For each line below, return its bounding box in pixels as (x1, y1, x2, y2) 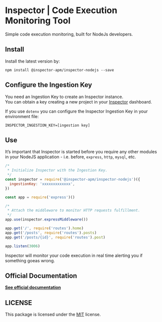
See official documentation (5, 285, 61, 290)
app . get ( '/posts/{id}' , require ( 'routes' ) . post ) (5, 235, 106, 240)
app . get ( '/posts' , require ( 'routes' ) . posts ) (5, 230, 97, 235)
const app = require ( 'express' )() (5, 195, 75, 200)
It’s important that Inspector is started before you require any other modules (5, 149, 157, 155)
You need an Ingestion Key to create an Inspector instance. (5, 94, 124, 100)
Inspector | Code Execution (5, 5, 118, 16)
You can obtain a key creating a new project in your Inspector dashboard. (5, 99, 152, 104)
